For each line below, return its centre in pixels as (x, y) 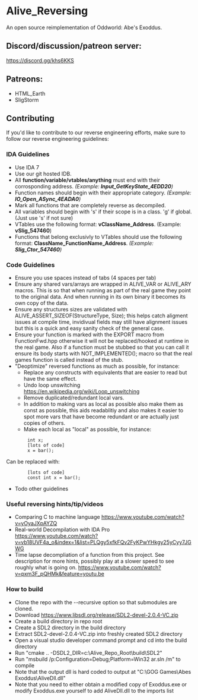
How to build (25, 589)
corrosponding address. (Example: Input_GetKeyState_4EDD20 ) (94, 186)
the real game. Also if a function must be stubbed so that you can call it (102, 347)
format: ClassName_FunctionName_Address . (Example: (84, 243)
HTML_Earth (30, 93)
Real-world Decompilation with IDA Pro (62, 529)
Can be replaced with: (33, 461)
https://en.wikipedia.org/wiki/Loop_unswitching (82, 391)
